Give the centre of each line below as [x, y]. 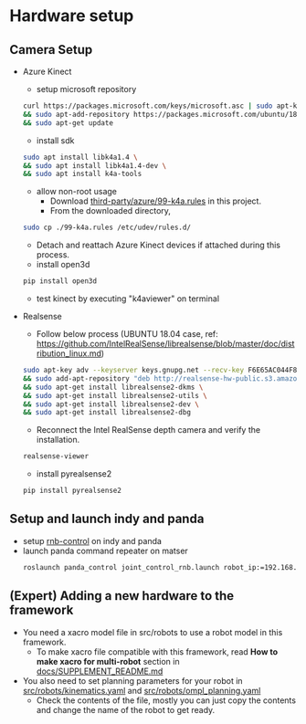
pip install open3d [60, 281]
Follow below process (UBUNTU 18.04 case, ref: [127, 334]
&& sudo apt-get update [68, 123]
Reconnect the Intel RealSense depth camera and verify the [148, 430]
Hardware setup [72, 16]
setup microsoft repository [86, 89]
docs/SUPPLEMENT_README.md [100, 671]
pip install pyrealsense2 [72, 491]
